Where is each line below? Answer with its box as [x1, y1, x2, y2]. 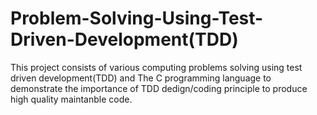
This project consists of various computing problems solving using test [10, 61, 303, 73]
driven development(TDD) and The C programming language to [10, 72, 272, 84]
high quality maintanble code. [10, 93, 133, 105]
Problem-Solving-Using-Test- [10, 7, 264, 30]
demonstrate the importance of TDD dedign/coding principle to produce [10, 82, 308, 94]
